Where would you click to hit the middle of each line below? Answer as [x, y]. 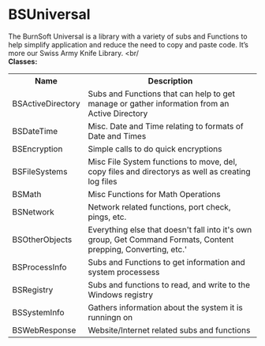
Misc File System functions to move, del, [163, 162]
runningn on [110, 317]
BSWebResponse [44, 330]
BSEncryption [37, 149]
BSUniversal [49, 15]
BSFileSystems [40, 171]
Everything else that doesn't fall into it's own [170, 229]
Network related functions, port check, [159, 206]
